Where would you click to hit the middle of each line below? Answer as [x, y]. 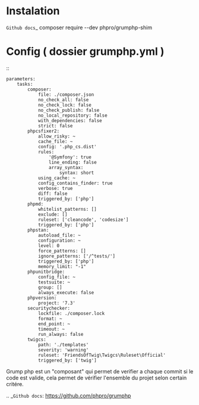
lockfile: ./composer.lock [71, 313]
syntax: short [77, 173]
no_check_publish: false [69, 110]
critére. [15, 384]
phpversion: [42, 298]
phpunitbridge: [46, 272]
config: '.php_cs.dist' [67, 147]
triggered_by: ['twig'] [67, 360]
